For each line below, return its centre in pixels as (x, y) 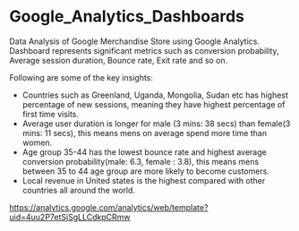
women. (37, 142)
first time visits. (50, 114)
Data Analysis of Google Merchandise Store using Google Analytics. (135, 41)
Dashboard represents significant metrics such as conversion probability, (144, 50)
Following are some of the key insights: (81, 77)
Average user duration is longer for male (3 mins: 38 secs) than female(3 (156, 124)
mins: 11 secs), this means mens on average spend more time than (144, 133)
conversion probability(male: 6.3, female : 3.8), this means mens (141, 161)
